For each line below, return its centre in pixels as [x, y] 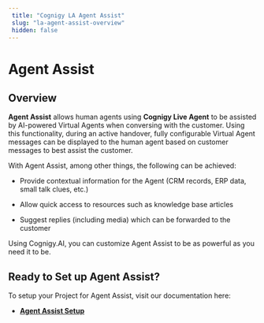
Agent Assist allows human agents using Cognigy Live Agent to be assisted [132, 117]
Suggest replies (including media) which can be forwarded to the [125, 220]
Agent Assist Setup [52, 311]
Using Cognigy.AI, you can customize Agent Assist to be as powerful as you [131, 243]
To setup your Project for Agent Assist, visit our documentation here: [119, 295]
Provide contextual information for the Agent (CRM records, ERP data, [133, 181]
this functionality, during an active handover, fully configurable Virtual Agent [132, 134]
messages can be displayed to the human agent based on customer [118, 142]
